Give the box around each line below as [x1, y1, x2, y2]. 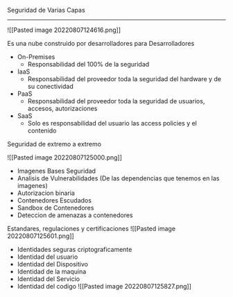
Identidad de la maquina [17, 267, 87, 275]
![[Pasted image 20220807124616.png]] [7, 26, 121, 34]
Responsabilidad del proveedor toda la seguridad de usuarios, [27, 97, 205, 105]
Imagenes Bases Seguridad [17, 167, 96, 175]
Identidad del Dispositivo [17, 260, 89, 268]
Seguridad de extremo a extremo [7, 140, 102, 148]
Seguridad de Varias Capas [7, 6, 85, 14]
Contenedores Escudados [17, 196, 92, 204]
